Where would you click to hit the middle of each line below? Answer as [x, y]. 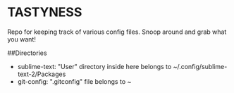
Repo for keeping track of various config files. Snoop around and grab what [117, 32]
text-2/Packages [42, 74]
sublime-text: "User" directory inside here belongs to [94, 66]
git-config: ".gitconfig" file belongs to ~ [74, 81]
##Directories [27, 53]
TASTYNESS [45, 12]
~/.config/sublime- [200, 66]
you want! [22, 39]
